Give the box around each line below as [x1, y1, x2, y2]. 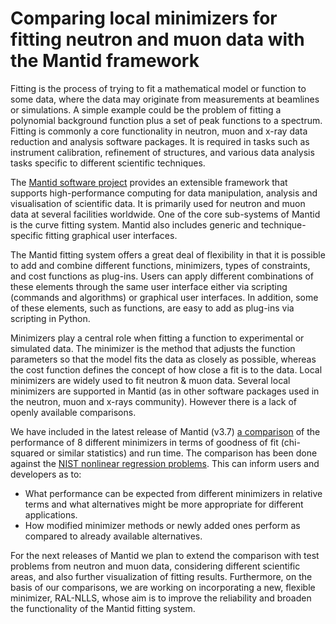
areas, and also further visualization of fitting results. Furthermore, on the [10, 570, 313, 582]
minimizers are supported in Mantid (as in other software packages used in [10, 385, 320, 397]
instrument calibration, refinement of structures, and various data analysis [10, 146, 315, 158]
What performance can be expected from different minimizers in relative [24, 487, 323, 499]
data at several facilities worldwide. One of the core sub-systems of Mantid [10, 208, 321, 220]
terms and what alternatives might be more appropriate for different [24, 498, 304, 510]
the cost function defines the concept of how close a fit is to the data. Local [10, 363, 323, 376]
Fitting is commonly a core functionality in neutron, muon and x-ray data [10, 125, 308, 137]
